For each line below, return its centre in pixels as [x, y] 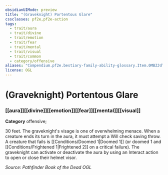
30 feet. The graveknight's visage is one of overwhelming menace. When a [82, 131]
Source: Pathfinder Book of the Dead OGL [48, 167]
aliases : [14, 65]
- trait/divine [25, 33]
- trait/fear [23, 42]
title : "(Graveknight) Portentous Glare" [49, 14]
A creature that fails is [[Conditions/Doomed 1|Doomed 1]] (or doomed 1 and [83, 142]
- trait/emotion [26, 38]
